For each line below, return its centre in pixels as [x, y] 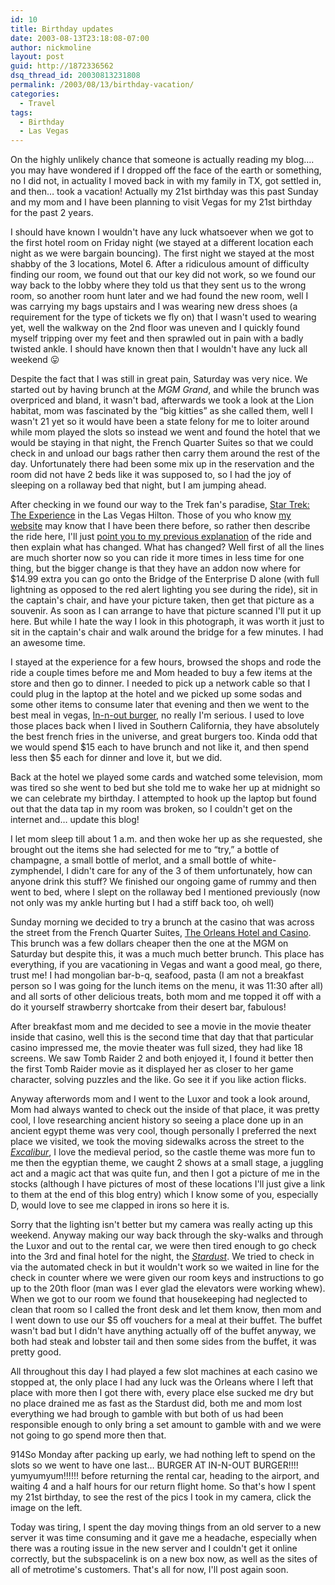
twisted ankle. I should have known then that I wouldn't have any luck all [159, 349]
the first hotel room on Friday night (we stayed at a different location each [162, 243]
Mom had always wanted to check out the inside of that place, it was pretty [165, 1110]
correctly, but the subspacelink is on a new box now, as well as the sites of [164, 1559]
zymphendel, [37, 871]
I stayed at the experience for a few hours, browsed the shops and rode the [166, 662]
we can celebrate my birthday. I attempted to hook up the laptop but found [163, 798]
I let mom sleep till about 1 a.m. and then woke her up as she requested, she [166, 839]
